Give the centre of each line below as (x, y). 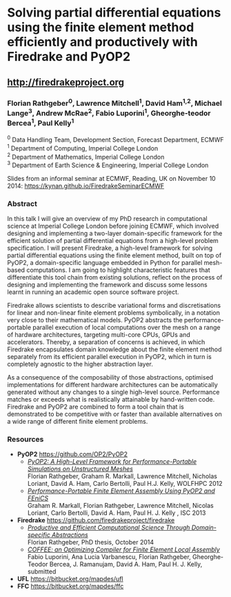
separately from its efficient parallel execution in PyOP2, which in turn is (109, 357)
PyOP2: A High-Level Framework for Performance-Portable (112, 462)
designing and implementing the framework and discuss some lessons (108, 285)
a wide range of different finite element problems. (78, 422)
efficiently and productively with (102, 42)
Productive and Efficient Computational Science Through (109, 528)
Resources (26, 440)
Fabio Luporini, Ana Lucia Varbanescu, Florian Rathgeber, (109, 557)
